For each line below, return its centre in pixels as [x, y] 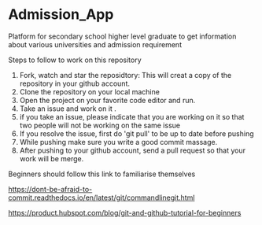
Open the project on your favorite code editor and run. [107, 100]
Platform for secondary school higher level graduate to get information [122, 36]
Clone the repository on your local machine [89, 91]
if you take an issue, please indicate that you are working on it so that [132, 116]
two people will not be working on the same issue [100, 125]
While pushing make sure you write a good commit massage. [118, 142]
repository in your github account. [74, 83]
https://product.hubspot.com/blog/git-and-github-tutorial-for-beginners [125, 212]
